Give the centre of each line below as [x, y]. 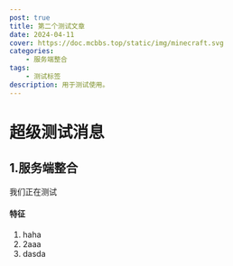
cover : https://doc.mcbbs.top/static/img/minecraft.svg [116, 43]
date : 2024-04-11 [42, 34]
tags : [19, 69]
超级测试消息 [57, 132]
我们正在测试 [33, 191]
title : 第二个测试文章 [47, 26]
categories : [32, 51]
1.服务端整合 [44, 168]
